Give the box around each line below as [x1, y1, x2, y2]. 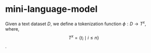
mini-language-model [5, 3, 98, 15]
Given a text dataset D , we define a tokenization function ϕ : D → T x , [5, 20, 147, 27]
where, [5, 26, 20, 32]
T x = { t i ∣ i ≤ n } [68, 34, 99, 42]
